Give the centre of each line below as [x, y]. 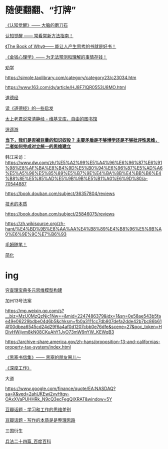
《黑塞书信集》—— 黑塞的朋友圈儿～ [43, 357]
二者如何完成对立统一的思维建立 [38, 146]
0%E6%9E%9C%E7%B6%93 [36, 234]
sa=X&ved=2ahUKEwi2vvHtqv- [37, 393]
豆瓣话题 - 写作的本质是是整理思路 [40, 420]
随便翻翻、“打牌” [41, 10]
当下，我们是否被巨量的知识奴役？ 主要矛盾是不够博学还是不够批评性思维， [82, 140]
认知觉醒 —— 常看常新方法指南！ [39, 35]
